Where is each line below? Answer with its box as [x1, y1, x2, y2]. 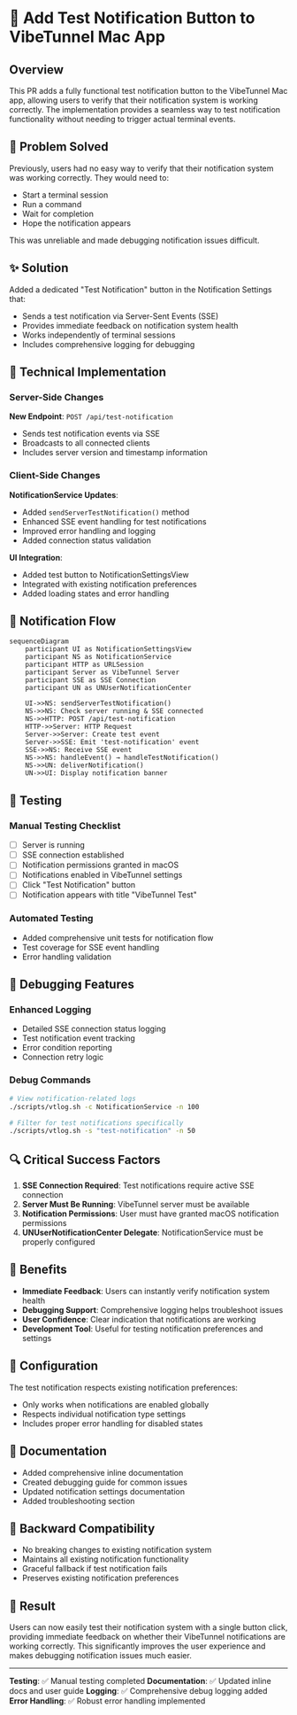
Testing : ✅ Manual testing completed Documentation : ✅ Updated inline [9, 1676, 271, 1687]
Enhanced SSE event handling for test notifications [21, 516, 207, 526]
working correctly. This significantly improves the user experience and [9, 1641, 266, 1651]
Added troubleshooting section [21, 1495, 135, 1506]
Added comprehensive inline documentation [21, 1467, 184, 1478]
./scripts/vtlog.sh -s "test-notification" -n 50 [9, 1127, 196, 1136]
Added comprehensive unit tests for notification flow [21, 932, 214, 943]
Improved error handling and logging [21, 525, 156, 536]
